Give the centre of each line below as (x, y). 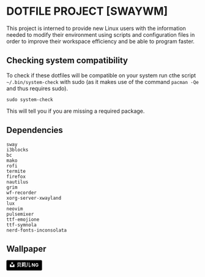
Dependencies (35, 130)
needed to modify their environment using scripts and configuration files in (101, 34)
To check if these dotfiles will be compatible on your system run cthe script (101, 75)
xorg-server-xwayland (34, 198)
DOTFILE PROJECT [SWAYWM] (87, 11)
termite (16, 171)
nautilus (17, 182)
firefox (16, 176)
